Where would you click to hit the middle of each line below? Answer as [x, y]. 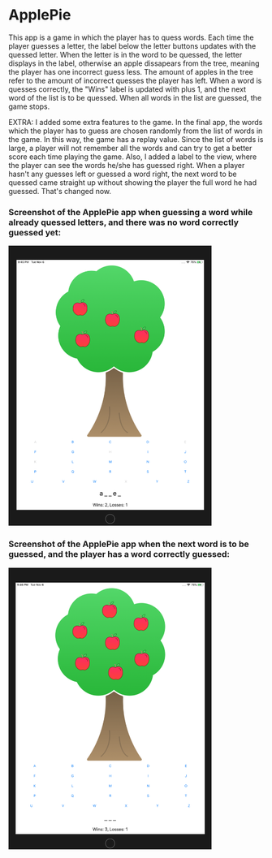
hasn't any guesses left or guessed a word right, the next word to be [123, 174]
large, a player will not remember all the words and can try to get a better [130, 148]
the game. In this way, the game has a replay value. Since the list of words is [136, 139]
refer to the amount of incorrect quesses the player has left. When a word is [135, 80]
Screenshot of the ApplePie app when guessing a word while [131, 212]
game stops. [29, 106]
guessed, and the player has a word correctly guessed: [119, 554]
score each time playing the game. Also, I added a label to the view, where [133, 157]
